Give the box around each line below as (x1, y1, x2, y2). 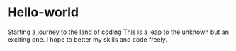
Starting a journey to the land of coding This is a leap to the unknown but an (7, 28, 229, 36)
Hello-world (7, 4, 79, 21)
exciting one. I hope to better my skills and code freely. (7, 35, 168, 43)
